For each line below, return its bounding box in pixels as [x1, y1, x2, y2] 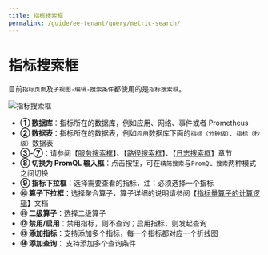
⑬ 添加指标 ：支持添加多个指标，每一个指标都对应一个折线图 [19, 229, 218, 238]
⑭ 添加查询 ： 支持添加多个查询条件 [19, 238, 137, 249]
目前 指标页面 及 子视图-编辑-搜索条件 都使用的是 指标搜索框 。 [8, 84, 186, 94]
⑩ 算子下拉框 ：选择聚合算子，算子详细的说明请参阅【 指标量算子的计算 [19, 188, 254, 198]
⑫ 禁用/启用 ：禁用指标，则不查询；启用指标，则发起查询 [19, 218, 207, 229]
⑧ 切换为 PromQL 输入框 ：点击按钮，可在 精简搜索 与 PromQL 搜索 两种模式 [19, 158, 257, 168]
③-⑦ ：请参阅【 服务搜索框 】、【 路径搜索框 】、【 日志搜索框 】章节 [19, 148, 233, 158]
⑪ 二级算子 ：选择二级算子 [19, 208, 106, 218]
